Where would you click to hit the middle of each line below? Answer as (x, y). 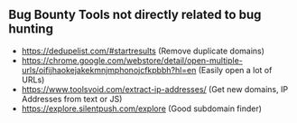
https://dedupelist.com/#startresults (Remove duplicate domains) (143, 51)
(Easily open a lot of (235, 70)
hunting (31, 29)
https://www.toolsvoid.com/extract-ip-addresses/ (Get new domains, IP (155, 89)
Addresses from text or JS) (72, 99)
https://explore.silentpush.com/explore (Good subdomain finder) (142, 109)
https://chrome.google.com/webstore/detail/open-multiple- (132, 60)
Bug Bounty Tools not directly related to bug (135, 15)
